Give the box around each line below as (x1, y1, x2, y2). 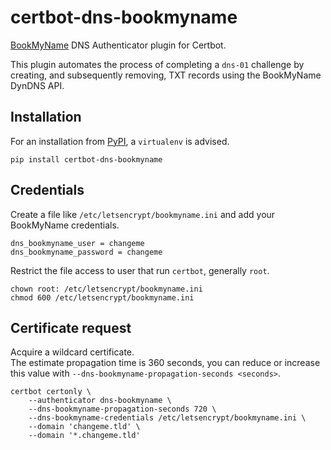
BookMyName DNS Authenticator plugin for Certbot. (10, 39, 227, 51)
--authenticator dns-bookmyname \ (28, 396, 172, 406)
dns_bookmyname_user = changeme (10, 238, 145, 248)
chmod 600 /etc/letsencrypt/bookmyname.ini (10, 292, 195, 303)
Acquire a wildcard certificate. (10, 346, 135, 358)
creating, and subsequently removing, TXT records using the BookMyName (10, 69, 322, 81)
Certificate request (10, 319, 132, 336)
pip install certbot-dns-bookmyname (10, 154, 163, 165)
